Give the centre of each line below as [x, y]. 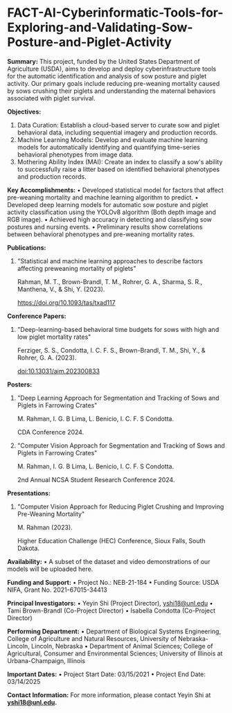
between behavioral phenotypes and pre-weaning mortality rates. [101, 234]
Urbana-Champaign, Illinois [46, 660]
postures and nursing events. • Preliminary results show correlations [105, 227]
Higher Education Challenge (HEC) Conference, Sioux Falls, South [111, 540]
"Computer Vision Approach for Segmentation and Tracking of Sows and [121, 446]
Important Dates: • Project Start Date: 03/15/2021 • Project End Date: [107, 674]
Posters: [20, 384]
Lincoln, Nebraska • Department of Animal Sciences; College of [122, 646]
